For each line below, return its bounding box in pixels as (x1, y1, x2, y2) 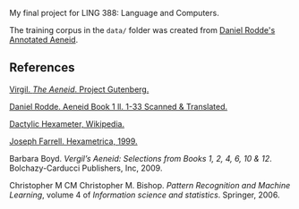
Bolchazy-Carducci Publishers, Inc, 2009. (9, 163, 163, 173)
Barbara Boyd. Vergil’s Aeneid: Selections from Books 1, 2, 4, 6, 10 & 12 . (9, 153, 272, 163)
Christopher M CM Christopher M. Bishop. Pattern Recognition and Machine (9, 180, 291, 190)
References (9, 60, 75, 75)
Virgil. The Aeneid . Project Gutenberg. (9, 84, 149, 95)
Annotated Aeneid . (9, 35, 79, 45)
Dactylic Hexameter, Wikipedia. (9, 118, 125, 129)
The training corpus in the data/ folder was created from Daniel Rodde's (9, 25, 276, 35)
